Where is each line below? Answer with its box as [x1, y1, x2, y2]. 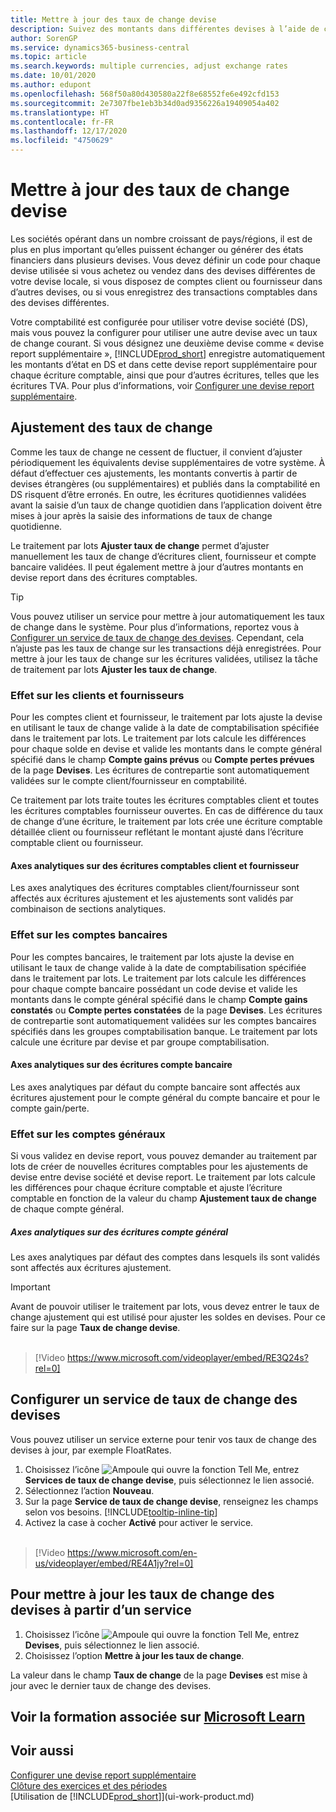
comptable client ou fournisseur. [10, 837, 144, 849]
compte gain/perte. [10, 1102, 90, 1114]
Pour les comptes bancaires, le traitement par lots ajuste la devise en [10, 951, 295, 963]
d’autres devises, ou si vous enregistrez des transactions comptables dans [10, 286, 318, 298]
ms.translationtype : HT [10, 107, 110, 118]
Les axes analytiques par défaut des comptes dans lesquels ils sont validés [10, 1251, 321, 1263]
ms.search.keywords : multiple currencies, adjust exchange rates [10, 61, 288, 71]
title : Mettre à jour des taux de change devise [10, 14, 217, 25]
